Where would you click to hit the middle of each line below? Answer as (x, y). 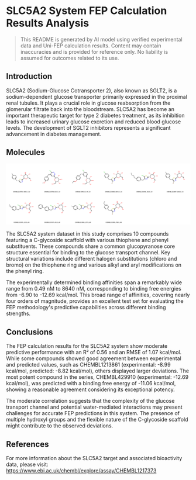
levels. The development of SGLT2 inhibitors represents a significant (88, 127)
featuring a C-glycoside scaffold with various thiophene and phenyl (87, 240)
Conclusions (30, 332)
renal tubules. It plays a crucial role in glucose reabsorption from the (88, 103)
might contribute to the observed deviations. (60, 426)
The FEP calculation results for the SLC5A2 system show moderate (87, 346)
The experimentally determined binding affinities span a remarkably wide (94, 282)
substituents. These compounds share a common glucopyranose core (91, 246)
